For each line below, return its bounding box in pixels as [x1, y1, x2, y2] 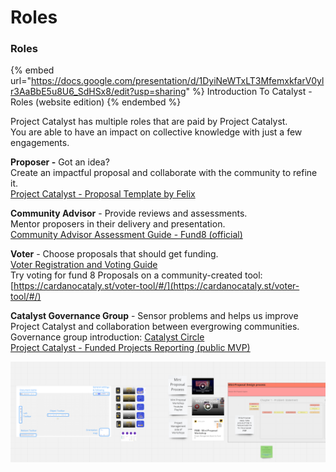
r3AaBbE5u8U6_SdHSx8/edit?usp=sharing [10, 86, 187, 98]
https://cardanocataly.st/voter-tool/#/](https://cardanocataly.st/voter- [13, 280, 300, 292]
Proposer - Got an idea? [10, 156, 110, 168]
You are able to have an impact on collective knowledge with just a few [10, 126, 303, 138]
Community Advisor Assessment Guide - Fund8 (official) [10, 229, 243, 241]
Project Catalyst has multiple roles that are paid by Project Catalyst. [10, 116, 288, 128]
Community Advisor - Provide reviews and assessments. [10, 207, 248, 220]
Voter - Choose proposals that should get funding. [10, 248, 219, 260]
